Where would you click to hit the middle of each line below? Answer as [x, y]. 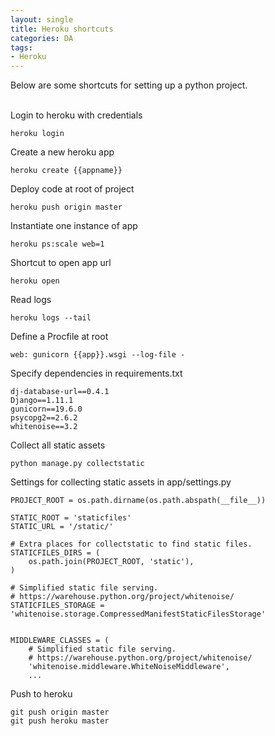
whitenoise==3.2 [44, 427]
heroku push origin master [66, 207]
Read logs [31, 300]
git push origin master [60, 712]
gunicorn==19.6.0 [46, 409]
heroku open [35, 281]
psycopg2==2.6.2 [44, 418]
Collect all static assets [58, 445]
